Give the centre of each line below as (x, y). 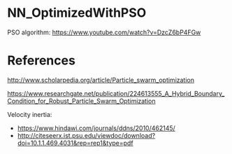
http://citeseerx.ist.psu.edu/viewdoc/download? (86, 135)
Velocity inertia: (30, 114)
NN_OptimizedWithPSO (77, 13)
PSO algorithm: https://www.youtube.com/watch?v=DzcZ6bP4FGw (104, 32)
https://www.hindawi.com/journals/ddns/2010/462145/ (96, 128)
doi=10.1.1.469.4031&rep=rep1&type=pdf (75, 143)
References (41, 61)
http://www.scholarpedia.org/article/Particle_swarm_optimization (101, 80)
